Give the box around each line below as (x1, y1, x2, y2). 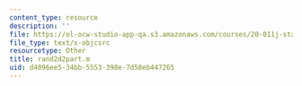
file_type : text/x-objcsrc (9, 38, 111, 47)
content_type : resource (9, 13, 99, 22)
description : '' (9, 21, 70, 30)
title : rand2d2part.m (9, 55, 91, 64)
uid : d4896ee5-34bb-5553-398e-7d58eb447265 (9, 64, 175, 73)
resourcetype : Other (9, 47, 87, 56)
